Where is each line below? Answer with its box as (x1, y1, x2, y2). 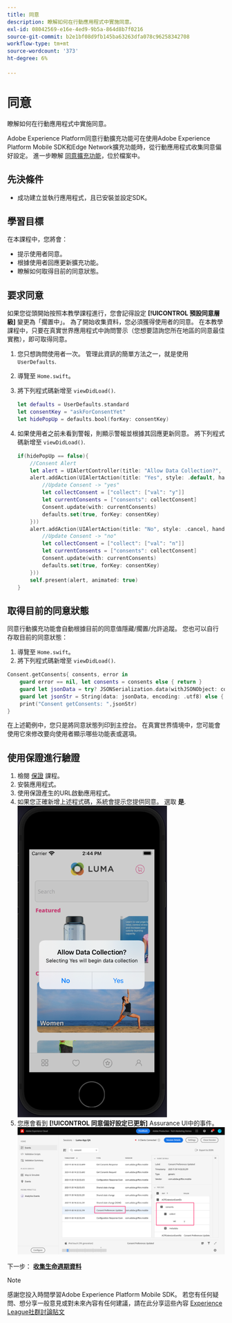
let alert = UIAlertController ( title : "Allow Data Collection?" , (30, 467, 222, 474)
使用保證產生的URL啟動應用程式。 (17, 789, 115, 798)
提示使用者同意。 (17, 250, 66, 258)
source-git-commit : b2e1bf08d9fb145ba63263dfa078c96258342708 (7, 33, 190, 40)
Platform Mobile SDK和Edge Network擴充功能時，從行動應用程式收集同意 (7, 143, 216, 151)
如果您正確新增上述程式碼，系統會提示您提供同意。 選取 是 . (17, 798, 186, 806)
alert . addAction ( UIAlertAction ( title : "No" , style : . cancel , (30, 525, 209, 532)
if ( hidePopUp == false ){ (17, 452, 89, 460)
